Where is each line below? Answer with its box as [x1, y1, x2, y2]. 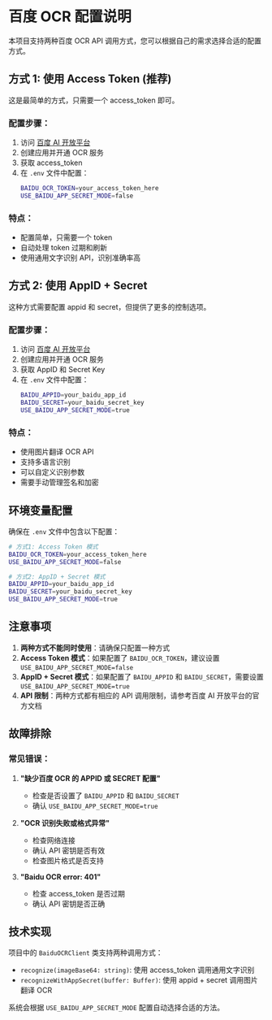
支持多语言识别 [19, 457, 71, 467]
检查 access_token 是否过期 [32, 888, 126, 898]
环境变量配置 [8, 503, 73, 517]
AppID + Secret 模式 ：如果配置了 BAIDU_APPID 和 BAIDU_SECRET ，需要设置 [19, 671, 264, 681]
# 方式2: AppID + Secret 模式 [8, 572, 106, 581]
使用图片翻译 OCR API [19, 447, 94, 457]
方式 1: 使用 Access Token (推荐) [8, 72, 172, 86]
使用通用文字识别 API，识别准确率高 [19, 253, 141, 263]
